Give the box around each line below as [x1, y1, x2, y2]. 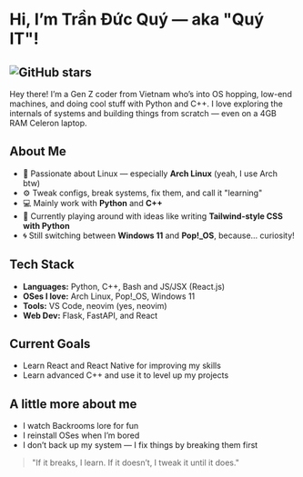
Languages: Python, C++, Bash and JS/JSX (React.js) [22, 281, 226, 292]
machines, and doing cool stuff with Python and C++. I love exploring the [9, 98, 284, 109]
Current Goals [9, 336, 91, 352]
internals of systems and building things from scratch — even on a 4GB [9, 108, 278, 118]
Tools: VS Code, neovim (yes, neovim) [22, 300, 167, 311]
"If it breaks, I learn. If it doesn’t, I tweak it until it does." [31, 457, 239, 468]
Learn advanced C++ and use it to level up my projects [22, 370, 229, 381]
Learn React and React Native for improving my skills [22, 360, 221, 372]
